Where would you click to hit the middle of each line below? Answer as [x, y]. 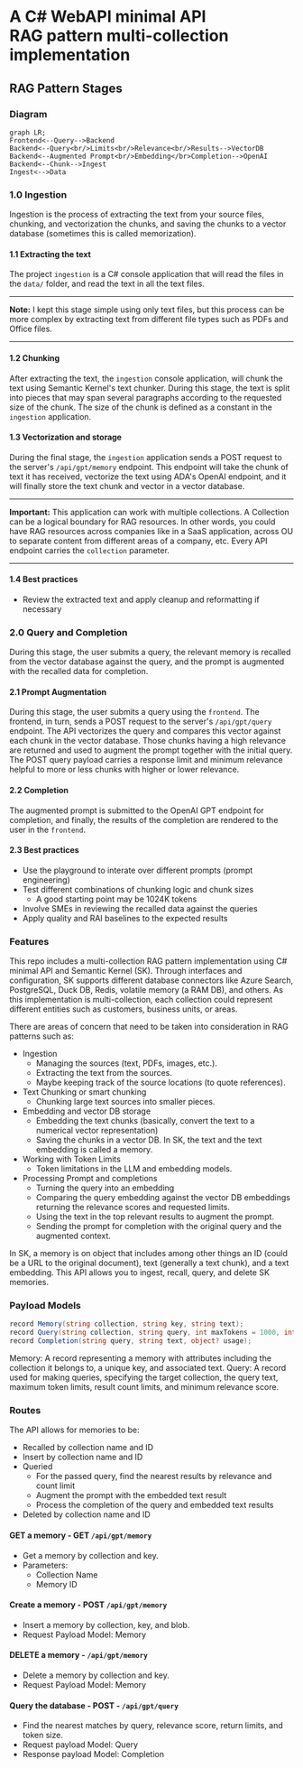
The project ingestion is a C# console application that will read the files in [147, 274]
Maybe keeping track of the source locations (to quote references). [161, 1083]
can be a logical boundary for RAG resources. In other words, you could [142, 522]
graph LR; [28, 133]
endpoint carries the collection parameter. [89, 550]
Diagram [28, 114]
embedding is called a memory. [94, 1150]
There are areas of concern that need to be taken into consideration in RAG [149, 1027]
